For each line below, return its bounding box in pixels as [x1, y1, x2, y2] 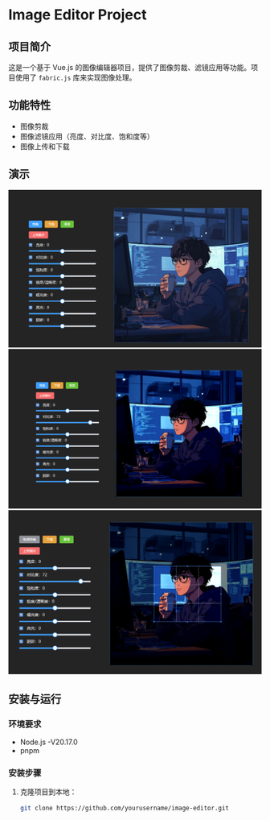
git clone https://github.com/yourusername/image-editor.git [19, 804, 230, 813]
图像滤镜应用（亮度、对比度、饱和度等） [19, 131, 154, 141]
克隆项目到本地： [19, 787, 77, 797]
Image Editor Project [8, 6, 147, 24]
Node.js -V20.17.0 [19, 737, 78, 747]
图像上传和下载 [19, 141, 70, 151]
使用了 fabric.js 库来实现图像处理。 [14, 72, 137, 82]
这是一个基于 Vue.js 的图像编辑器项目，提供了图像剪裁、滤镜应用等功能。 [8, 63, 252, 72]
